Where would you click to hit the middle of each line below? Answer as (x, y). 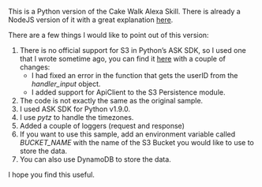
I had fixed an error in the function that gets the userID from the (135, 75)
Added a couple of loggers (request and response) (102, 126)
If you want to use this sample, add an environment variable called (127, 134)
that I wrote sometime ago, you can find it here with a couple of (123, 59)
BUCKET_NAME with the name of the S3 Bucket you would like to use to (137, 142)
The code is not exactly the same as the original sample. (111, 101)
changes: (35, 67)
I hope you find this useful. (51, 174)
